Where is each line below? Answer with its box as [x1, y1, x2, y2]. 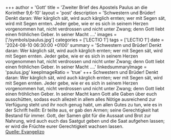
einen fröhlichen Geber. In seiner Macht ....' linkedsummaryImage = [5, 64, 147, 70]
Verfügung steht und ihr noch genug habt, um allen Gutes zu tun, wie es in [5, 102, 162, 107]
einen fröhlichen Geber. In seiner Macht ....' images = [5, 32, 117, 37]
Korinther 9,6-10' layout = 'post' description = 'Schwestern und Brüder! [5, 10, 156, 16]
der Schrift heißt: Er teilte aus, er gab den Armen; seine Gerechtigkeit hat [5, 107, 159, 113]
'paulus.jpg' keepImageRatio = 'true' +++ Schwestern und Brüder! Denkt [5, 69, 159, 75]
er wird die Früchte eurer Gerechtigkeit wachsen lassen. [5, 123, 124, 129]
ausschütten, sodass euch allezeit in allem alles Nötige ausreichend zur [5, 96, 156, 102]
